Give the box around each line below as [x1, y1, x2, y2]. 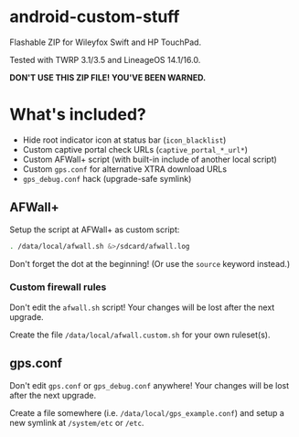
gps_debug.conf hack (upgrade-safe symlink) [22, 173, 192, 184]
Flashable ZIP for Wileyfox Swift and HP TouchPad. [9, 37, 202, 48]
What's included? [9, 104, 146, 125]
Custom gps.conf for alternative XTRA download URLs [22, 163, 227, 175]
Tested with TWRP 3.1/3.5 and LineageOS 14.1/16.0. [9, 54, 201, 65]
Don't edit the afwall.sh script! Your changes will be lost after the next [9, 302, 275, 313]
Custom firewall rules [9, 281, 107, 293]
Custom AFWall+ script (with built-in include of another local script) [22, 154, 277, 165]
